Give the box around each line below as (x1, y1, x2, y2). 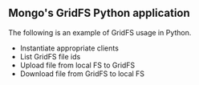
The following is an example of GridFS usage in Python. (8, 27, 192, 37)
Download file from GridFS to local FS (19, 68, 145, 79)
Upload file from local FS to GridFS (19, 60, 136, 70)
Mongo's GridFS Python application (8, 6, 190, 20)
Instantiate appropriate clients (19, 43, 119, 53)
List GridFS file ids (19, 51, 81, 61)
